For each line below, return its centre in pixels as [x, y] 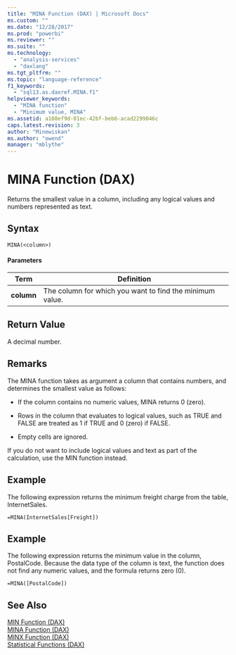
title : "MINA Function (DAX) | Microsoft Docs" [78, 14]
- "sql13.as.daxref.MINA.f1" [56, 92]
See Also [27, 605]
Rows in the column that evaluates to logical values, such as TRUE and [120, 416]
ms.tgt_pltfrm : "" [34, 73]
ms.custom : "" [28, 20]
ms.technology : [29, 54]
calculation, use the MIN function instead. [67, 458]
